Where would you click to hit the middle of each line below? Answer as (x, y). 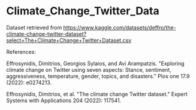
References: (21, 51)
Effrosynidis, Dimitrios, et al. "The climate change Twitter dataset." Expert (97, 94)
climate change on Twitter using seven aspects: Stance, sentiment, (89, 69)
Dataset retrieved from (34, 27)
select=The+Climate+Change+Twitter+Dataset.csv (69, 40)
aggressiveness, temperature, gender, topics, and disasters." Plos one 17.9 (98, 76)
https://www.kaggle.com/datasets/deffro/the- (120, 27)
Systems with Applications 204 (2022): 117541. (64, 100)
